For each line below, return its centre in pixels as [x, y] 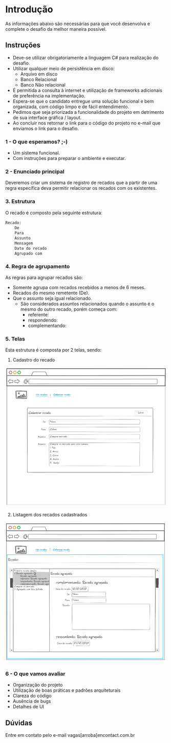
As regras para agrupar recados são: [44, 277]
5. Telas [15, 338]
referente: [38, 314]
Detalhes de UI [28, 707]
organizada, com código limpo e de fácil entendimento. [71, 107]
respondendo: [43, 320]
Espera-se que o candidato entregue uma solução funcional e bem [83, 101]
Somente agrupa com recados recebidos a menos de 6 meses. [79, 287]
